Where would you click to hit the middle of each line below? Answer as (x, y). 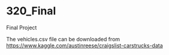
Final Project (21, 27)
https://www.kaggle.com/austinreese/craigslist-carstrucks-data (84, 45)
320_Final (31, 11)
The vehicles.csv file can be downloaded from (63, 39)
